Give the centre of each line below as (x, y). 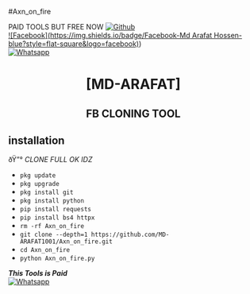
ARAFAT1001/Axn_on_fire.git (66, 242)
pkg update (38, 176)
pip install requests (55, 210)
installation (37, 140)
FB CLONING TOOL (133, 113)
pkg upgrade (39, 184)
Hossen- (228, 35)
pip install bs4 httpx (57, 218)
